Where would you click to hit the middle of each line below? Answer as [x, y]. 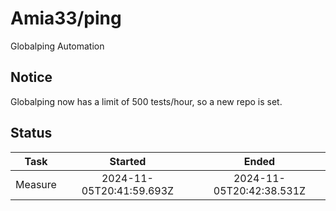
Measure [36, 184]
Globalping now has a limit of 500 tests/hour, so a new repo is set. [146, 101]
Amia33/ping [66, 18]
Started [128, 161]
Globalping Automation [57, 46]
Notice [31, 77]
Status [31, 133]
